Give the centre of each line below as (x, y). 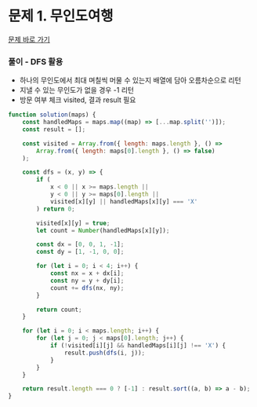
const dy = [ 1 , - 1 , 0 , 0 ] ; (80, 252)
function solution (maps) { (52, 115)
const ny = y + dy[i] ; (87, 280)
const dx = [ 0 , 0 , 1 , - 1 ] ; (80, 244)
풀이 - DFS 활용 (36, 61)
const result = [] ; (54, 129)
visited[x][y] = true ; (73, 223)
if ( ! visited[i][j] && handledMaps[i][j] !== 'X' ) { (138, 346)
